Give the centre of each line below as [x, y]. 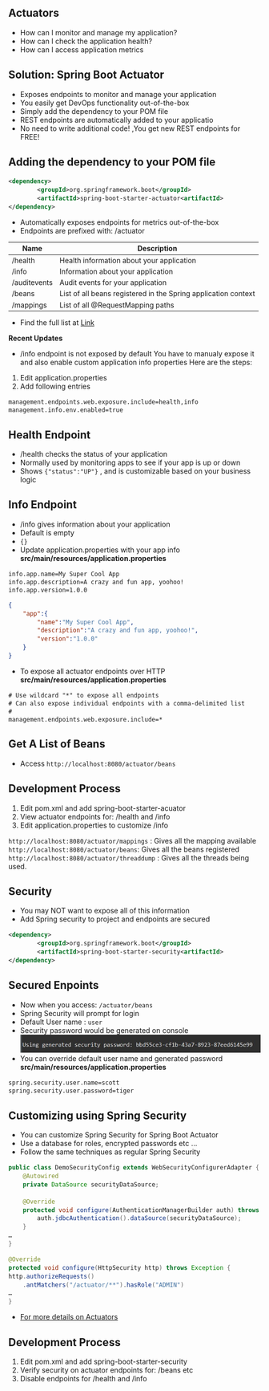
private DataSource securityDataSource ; [91, 1184]
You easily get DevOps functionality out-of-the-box [104, 103]
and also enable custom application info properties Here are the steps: [136, 362]
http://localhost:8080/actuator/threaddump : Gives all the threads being [129, 857]
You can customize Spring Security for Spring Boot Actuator [119, 1135]
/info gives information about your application [95, 524]
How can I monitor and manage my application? [98, 32]
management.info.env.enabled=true [66, 410]
